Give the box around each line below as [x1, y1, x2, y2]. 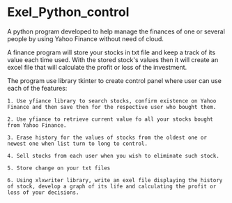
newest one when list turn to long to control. [7, 140, 148, 147]
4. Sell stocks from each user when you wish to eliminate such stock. [7, 152, 219, 159]
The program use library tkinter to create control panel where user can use [7, 76, 222, 84]
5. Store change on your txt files [7, 165, 111, 172]
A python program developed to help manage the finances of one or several [7, 27, 225, 36]
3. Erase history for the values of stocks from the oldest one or [7, 134, 208, 141]
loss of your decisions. [7, 189, 79, 196]
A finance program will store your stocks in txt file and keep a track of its [7, 48, 216, 57]
